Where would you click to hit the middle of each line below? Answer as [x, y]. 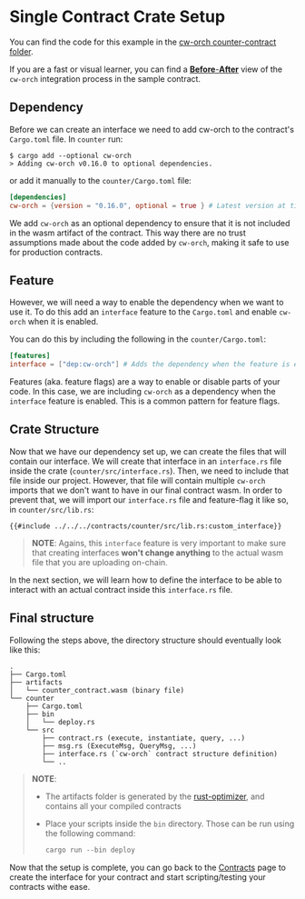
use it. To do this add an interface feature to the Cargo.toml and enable [143, 312]
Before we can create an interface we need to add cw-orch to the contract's [152, 129]
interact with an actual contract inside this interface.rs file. [121, 589]
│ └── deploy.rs [60, 722]
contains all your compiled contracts [113, 805]
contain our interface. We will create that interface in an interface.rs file [146, 461]
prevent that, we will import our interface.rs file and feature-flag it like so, [149, 499]
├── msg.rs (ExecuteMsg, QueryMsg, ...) [119, 746]
